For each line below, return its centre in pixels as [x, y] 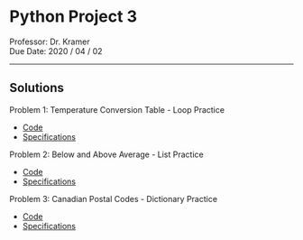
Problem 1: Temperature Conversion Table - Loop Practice [117, 109]
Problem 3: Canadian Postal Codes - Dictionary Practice [114, 198]
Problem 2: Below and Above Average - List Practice [107, 154]
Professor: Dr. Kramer [50, 42]
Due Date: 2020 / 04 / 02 [56, 51]
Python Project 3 [73, 17]
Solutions [37, 88]
